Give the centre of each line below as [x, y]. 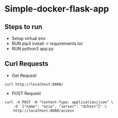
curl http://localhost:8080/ [34, 84]
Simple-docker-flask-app [57, 9]
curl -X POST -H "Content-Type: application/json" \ [59, 102]
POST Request [26, 93]
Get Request [24, 75]
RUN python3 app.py [33, 49]
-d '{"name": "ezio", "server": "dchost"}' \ [60, 106]
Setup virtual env [29, 38]
